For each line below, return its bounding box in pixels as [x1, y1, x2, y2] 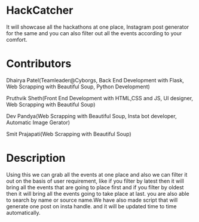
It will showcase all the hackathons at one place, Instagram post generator [6, 23, 189, 30]
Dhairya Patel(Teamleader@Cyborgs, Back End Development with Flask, [6, 76, 184, 84]
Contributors [6, 57, 72, 70]
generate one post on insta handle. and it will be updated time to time [6, 202, 177, 209]
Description [6, 152, 66, 165]
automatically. [6, 209, 41, 216]
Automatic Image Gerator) [6, 119, 71, 126]
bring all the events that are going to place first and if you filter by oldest [6, 183, 184, 191]
